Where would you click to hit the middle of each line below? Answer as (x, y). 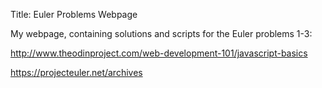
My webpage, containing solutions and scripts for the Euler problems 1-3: (161, 33)
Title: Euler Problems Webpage (74, 14)
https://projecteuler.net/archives (76, 72)
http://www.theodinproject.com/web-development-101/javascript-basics (159, 53)
